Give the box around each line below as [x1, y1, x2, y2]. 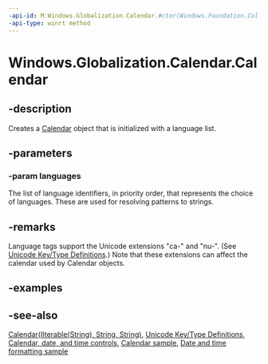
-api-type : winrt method [8, 19, 91, 27]
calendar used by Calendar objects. [8, 259, 125, 267]
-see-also [8, 308, 58, 322]
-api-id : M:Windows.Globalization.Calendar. [8, 11, 159, 20]
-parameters [8, 146, 73, 160]
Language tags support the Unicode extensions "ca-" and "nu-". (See [8, 241, 237, 251]
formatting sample [8, 346, 69, 356]
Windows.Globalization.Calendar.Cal [8, 53, 258, 72]
